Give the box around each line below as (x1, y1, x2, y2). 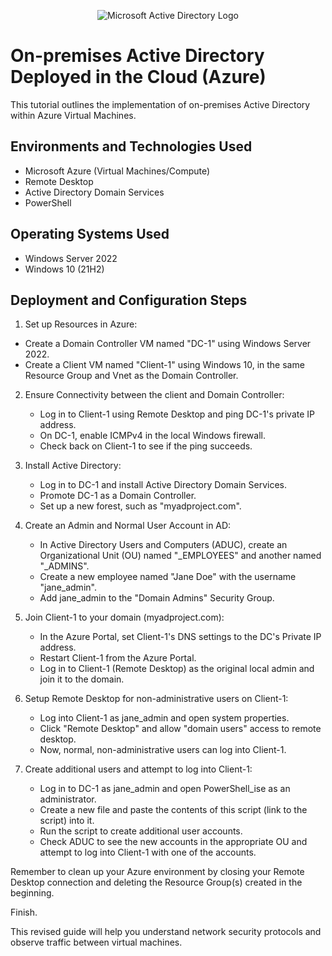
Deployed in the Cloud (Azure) (10, 66, 267, 89)
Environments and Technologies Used (10, 138, 253, 155)
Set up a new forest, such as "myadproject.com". (39, 500, 242, 512)
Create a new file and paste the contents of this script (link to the (39, 804, 308, 816)
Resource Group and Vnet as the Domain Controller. (24, 370, 239, 382)
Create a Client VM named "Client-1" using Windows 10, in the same (24, 359, 305, 371)
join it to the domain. (39, 673, 125, 685)
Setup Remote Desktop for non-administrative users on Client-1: (24, 693, 289, 705)
